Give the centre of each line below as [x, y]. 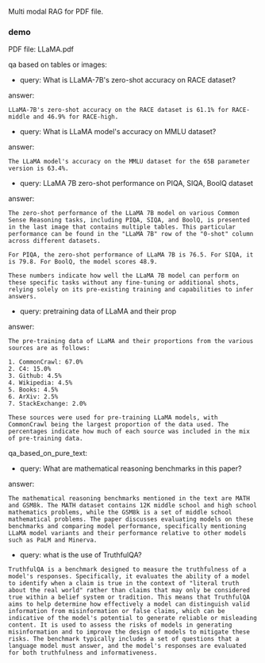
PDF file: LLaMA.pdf [41, 49]
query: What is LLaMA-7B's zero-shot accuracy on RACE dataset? [128, 80]
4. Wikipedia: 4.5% [40, 383]
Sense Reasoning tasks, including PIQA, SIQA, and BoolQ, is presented [129, 220]
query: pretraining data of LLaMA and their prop [98, 311]
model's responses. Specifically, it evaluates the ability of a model [129, 576]
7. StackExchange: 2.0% [48, 404]
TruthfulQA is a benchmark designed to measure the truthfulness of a [127, 570]
